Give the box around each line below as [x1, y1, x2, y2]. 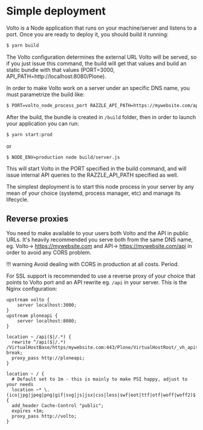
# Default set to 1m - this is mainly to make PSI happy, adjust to [11, 376, 188, 382]
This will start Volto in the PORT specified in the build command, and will [6, 165, 187, 172]
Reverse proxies [6, 213, 69, 224]
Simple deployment [6, 4, 106, 18]
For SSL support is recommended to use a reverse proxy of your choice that [6, 272, 196, 279]
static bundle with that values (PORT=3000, [6, 66, 115, 73]
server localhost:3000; [17, 302, 77, 308]
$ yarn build [6, 42, 39, 48]
